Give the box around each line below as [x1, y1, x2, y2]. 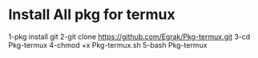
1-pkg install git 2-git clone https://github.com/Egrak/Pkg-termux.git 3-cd [8, 32, 251, 41]
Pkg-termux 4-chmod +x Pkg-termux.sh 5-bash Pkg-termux [8, 40, 208, 49]
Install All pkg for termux [8, 6, 175, 24]
